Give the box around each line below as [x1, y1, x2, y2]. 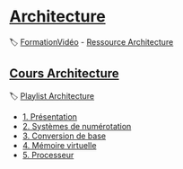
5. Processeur [22, 149, 74, 160]
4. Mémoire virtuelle [22, 139, 97, 150]
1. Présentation [22, 111, 78, 122]
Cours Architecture [9, 66, 119, 82]
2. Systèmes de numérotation [22, 120, 132, 131]
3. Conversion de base [22, 130, 106, 141]
